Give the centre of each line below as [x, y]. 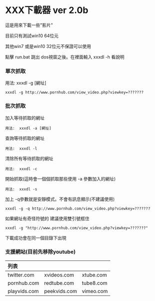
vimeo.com [95, 291]
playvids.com [23, 291]
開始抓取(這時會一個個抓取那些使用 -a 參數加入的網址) [61, 178]
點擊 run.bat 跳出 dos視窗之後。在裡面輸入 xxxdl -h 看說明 [65, 57]
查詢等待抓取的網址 [25, 138]
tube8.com [95, 283]
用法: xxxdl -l [21, 148]
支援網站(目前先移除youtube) [40, 252]
